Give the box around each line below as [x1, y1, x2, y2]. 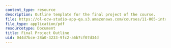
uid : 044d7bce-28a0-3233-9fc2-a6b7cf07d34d [5, 35, 99, 40]
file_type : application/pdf [5, 21, 65, 26]
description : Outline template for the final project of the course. [5, 12, 156, 17]
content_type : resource [5, 7, 56, 12]
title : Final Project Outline [5, 30, 70, 35]
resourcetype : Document [5, 26, 56, 31]
